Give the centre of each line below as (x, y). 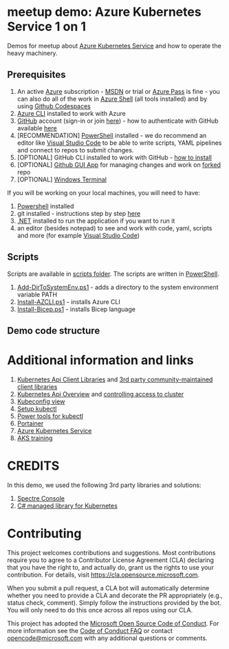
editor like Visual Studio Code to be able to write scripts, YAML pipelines (119, 143)
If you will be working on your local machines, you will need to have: (104, 192)
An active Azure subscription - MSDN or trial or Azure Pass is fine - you (118, 91)
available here (37, 128)
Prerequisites (36, 75)
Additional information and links (100, 360)
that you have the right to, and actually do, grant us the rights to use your (111, 567)
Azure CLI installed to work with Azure (71, 113)
